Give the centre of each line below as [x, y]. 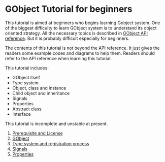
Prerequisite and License [37, 133]
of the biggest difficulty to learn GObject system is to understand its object [81, 28]
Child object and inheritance [41, 93]
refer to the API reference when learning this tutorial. [59, 58]
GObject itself [26, 77]
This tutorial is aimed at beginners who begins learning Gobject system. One [82, 23]
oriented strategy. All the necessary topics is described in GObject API [76, 33]
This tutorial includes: [27, 68]
